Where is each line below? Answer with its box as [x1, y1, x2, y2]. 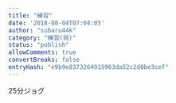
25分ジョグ [8, 86, 45, 95]
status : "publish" [8, 41, 69, 49]
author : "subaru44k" [8, 26, 77, 34]
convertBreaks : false [8, 56, 80, 64]
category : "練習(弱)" [8, 33, 76, 42]
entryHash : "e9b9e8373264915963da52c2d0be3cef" [8, 63, 170, 71]
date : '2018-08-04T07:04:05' [8, 19, 105, 27]
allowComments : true [8, 48, 77, 56]
